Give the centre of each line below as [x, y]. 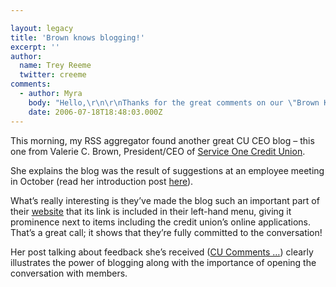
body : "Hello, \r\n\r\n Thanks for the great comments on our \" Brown [174, 102]
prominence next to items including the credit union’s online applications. [160, 222]
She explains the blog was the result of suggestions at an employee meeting [167, 170]
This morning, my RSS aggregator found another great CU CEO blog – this [162, 140]
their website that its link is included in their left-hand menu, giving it [151, 211]
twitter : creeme [53, 75]
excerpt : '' [35, 47]
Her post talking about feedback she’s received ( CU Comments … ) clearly [162, 252]
